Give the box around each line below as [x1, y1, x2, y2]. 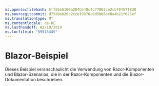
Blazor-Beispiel [5, 50, 68, 61]
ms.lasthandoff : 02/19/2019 [5, 25, 62, 30]
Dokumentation [5, 76, 36, 82]
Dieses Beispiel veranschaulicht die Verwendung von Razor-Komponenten [5, 66, 155, 72]
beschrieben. [37, 76, 63, 82]
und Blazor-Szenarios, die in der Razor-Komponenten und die [5, 71, 129, 77]
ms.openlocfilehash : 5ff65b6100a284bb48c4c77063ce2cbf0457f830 [5, 7, 137, 12]
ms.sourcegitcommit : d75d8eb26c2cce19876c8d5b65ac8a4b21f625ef [5, 12, 137, 16]
